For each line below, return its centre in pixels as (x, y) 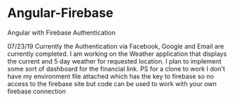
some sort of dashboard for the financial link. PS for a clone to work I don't (116, 69)
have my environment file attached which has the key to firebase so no (111, 76)
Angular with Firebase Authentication (61, 32)
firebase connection (37, 91)
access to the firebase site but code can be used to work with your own (112, 83)
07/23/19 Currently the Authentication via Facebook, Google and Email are (116, 46)
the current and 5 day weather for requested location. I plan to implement (115, 61)
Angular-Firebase (60, 13)
